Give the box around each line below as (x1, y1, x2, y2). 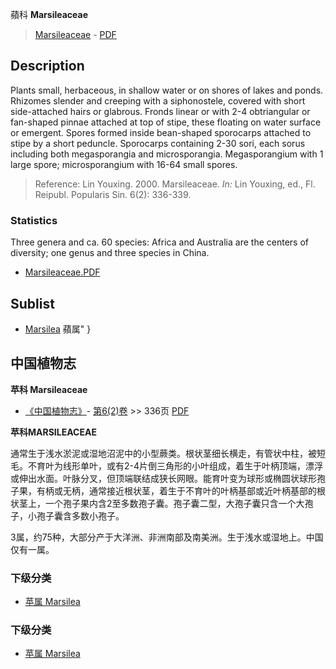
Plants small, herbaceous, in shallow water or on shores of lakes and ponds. (10, 84, 324, 96)
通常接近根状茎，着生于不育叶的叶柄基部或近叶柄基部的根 (88, 484, 326, 497)
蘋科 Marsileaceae (10, 9, 89, 20)
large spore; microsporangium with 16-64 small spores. (10, 158, 238, 170)
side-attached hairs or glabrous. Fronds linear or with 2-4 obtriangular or (10, 105, 311, 117)
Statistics (10, 213, 58, 227)
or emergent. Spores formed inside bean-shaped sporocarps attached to (10, 126, 312, 138)
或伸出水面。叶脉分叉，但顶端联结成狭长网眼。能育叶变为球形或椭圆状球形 (10, 472, 317, 484)
